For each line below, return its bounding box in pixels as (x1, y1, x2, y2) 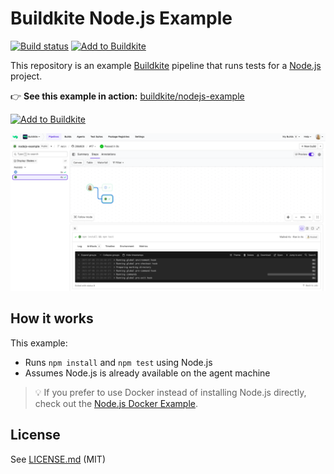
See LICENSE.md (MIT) (10, 453, 106, 465)
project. (10, 70, 43, 82)
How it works (10, 310, 94, 327)
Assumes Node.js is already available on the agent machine (24, 367, 271, 379)
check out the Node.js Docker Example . (34, 397, 199, 409)
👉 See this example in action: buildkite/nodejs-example (10, 90, 245, 102)
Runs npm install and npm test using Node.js (24, 356, 213, 368)
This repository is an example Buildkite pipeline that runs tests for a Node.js (10, 59, 322, 71)
